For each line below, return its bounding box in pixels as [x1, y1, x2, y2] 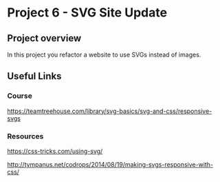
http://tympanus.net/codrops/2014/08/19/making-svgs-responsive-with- [7, 160, 214, 168]
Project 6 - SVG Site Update [7, 5, 167, 21]
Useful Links [7, 70, 62, 82]
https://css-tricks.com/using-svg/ [7, 147, 103, 155]
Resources [7, 131, 44, 141]
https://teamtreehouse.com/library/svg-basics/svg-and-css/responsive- [7, 107, 212, 115]
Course [7, 91, 32, 101]
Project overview [7, 32, 82, 44]
